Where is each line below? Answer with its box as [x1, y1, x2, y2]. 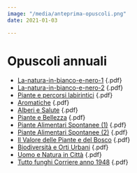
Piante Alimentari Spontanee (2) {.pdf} [17, 128, 128, 137]
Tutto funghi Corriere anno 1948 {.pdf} [17, 158, 129, 167]
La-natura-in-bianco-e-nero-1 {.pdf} [17, 76, 122, 85]
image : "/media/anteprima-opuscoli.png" [7, 10, 127, 18]
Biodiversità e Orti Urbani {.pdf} [17, 143, 109, 151]
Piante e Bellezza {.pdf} [17, 113, 86, 122]
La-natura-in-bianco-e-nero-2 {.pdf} [17, 83, 124, 92]
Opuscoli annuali [7, 53, 107, 69]
